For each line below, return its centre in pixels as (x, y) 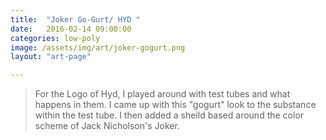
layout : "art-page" (51, 57)
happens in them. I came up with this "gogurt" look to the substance (175, 105)
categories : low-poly (55, 38)
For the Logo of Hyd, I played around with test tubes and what (162, 94)
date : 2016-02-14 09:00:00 (71, 29)
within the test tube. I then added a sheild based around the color (169, 115)
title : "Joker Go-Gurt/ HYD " (75, 19)
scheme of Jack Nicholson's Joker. (107, 126)
